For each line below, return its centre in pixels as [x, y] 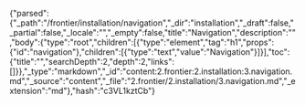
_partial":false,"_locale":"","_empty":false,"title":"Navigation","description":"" [153, 32]
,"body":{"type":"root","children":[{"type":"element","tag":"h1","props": [142, 42]
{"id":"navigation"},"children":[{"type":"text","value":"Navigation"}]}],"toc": [150, 52]
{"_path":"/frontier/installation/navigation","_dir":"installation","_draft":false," [152, 23]
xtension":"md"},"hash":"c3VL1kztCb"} [83, 91]
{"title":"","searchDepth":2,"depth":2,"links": [92, 62]
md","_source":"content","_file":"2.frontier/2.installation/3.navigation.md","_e [152, 81]
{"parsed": [30, 13]
